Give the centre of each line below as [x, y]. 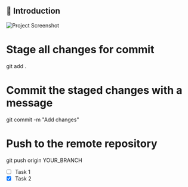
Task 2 [23, 178]
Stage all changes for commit [80, 50]
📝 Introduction [33, 11]
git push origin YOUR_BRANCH [44, 160]
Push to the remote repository [82, 143]
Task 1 [23, 171]
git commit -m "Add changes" [43, 119]
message [30, 103]
